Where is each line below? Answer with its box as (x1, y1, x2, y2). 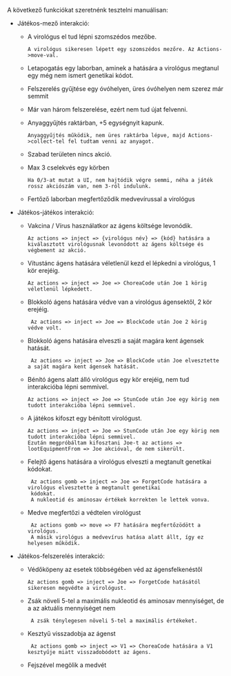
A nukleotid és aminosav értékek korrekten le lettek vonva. (30, 496, 210, 503)
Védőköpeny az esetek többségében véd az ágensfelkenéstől (27, 565, 203, 573)
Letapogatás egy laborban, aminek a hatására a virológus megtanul (27, 64, 219, 72)
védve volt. (27, 325, 62, 331)
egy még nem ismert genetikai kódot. (27, 72, 134, 79)
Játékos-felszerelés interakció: (17, 552, 105, 560)
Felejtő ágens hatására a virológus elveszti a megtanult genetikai (27, 458, 212, 466)
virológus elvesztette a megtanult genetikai (27, 484, 161, 491)
